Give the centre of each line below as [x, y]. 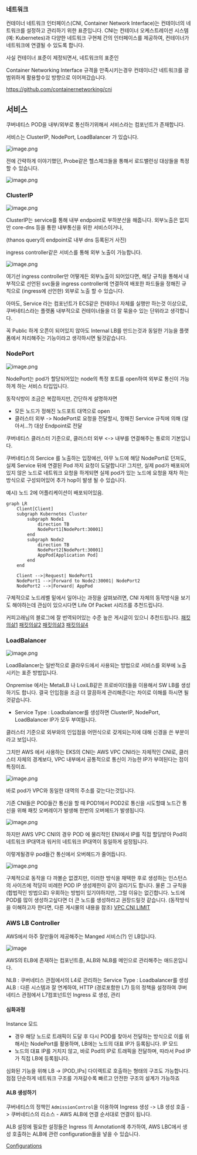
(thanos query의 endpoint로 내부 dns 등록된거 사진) [67, 240]
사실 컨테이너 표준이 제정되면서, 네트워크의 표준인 [62, 58]
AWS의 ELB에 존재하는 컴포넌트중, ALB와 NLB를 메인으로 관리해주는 [84, 960]
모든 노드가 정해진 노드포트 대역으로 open [62, 411]
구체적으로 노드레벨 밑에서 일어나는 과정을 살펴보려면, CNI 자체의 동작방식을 [93, 597]
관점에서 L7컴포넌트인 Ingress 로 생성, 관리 [71, 995]
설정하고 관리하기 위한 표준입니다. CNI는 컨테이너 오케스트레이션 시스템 [107, 31]
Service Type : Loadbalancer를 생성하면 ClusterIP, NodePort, [87, 712]
